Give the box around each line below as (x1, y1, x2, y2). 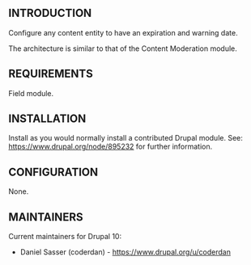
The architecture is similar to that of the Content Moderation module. (8, 44, 237, 53)
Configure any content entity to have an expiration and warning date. (8, 27, 238, 37)
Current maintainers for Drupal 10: (8, 232, 122, 242)
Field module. (8, 88, 54, 98)
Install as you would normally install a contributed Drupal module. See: (8, 133, 243, 143)
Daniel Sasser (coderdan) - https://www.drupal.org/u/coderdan (19, 247, 231, 257)
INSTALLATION (8, 112, 87, 126)
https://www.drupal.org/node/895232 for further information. (8, 141, 213, 152)
